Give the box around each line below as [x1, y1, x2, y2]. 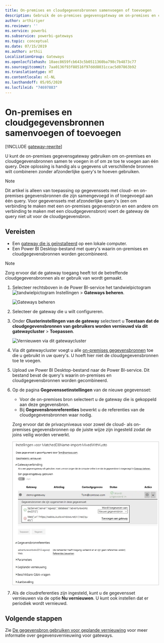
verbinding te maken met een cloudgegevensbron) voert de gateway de [5, 208, 150, 214]
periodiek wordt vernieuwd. [12, 600, 68, 606]
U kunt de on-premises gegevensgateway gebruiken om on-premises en [5, 153, 151, 159]
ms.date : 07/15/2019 [5, 44, 47, 49]
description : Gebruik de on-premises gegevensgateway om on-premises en [5, 13, 156, 18]
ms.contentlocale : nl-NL [5, 75, 56, 80]
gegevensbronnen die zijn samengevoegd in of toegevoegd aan [24, 193, 153, 199]
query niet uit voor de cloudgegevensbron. [5, 213, 91, 219]
